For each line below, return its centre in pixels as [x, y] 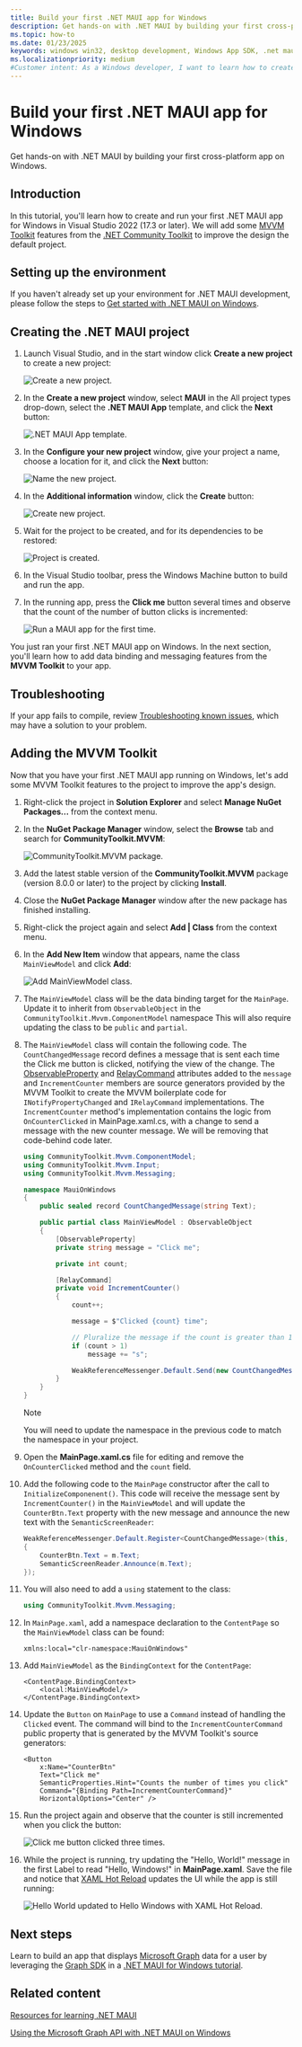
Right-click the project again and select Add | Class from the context [150, 927]
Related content [56, 1994]
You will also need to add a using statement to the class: [127, 1589]
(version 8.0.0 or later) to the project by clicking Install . [125, 882]
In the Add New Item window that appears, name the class [131, 954]
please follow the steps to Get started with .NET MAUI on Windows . [134, 304]
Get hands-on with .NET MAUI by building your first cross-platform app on [147, 156]
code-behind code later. [68, 1140]
